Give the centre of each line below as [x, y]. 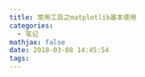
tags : [19, 58]
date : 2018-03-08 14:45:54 [59, 50]
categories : [31, 26]
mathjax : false [37, 42]
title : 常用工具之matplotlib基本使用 [73, 17]
